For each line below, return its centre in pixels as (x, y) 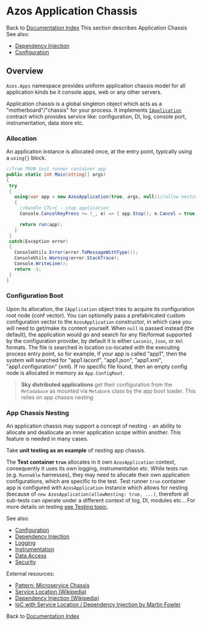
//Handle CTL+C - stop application (64, 208)
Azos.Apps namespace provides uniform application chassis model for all (96, 85)
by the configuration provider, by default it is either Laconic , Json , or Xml (95, 340)
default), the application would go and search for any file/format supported (99, 334)
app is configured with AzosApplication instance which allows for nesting (97, 488)
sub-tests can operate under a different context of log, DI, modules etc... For (101, 500)
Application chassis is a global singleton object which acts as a (84, 103)
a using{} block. (26, 158)
